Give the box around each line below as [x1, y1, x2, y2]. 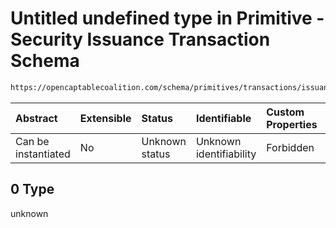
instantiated [15, 147, 71, 161]
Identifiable [195, 111, 252, 125]
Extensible [79, 111, 132, 125]
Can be [15, 134, 50, 148]
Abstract [15, 111, 58, 125]
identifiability [195, 147, 257, 161]
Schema [10, 50, 80, 72]
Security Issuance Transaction [10, 28, 271, 51]
